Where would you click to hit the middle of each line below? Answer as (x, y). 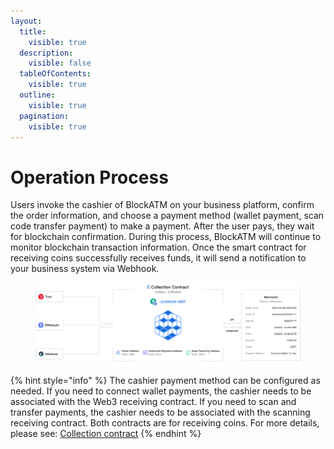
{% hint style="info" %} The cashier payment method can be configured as (165, 380)
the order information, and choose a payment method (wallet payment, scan (167, 216)
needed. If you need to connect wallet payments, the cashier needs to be (161, 391)
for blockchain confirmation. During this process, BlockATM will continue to (166, 237)
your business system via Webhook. (85, 269)
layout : (26, 21)
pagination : (44, 116)
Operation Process (89, 177)
